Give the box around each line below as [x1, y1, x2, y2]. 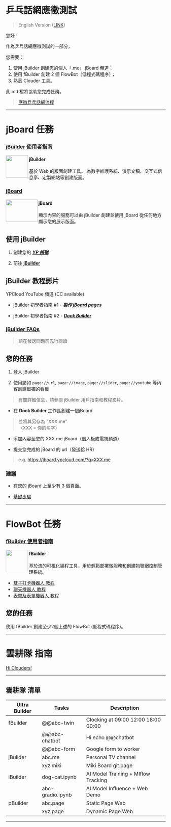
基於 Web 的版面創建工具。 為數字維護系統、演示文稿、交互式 [29, 168, 158, 174]
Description [110, 704, 140, 711]
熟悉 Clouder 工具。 [13, 77, 55, 84]
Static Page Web [86, 799, 126, 807]
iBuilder [8, 773, 27, 781]
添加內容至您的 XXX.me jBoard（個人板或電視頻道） [13, 436, 122, 442]
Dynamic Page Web [86, 808, 133, 815]
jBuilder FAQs [6, 326, 40, 333]
